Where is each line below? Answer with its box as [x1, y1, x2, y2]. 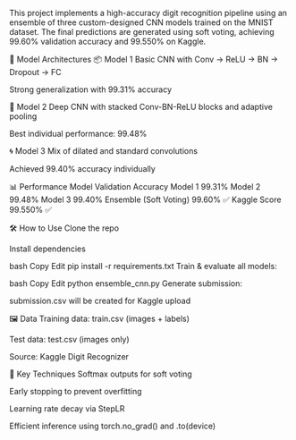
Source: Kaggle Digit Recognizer [9, 351, 130, 361]
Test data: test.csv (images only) [9, 334, 130, 344]
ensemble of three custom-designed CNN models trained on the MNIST [9, 17, 275, 28]
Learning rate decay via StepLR [9, 403, 125, 414]
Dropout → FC [9, 67, 63, 77]
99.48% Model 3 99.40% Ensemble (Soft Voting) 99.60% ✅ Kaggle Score [9, 194, 282, 205]
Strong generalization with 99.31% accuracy [9, 84, 173, 95]
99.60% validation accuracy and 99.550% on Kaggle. [9, 36, 207, 47]
